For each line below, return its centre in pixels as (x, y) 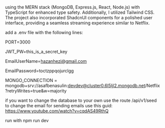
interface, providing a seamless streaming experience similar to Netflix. (77, 23)
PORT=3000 (18, 42)
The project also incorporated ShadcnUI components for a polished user (79, 18)
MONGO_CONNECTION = (31, 80)
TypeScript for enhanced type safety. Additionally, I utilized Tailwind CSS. (80, 12)
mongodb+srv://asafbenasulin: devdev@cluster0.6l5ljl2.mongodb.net (75, 85)
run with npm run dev (27, 120)
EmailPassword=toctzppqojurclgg (40, 71)
